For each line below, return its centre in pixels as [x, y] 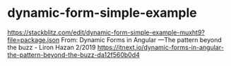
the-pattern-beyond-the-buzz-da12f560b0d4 [73, 55]
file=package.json [34, 39]
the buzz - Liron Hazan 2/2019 [52, 47]
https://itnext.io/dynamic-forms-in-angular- [160, 47]
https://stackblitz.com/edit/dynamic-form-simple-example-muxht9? [106, 32]
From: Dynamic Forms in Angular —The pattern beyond [142, 39]
